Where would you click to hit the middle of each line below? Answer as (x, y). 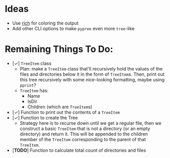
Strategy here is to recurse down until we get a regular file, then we (91, 123)
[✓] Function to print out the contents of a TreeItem (66, 112)
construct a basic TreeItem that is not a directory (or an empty (85, 128)
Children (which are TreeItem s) (60, 107)
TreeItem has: (34, 91)
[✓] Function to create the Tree (45, 118)
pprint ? (28, 85)
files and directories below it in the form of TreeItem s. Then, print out (92, 74)
